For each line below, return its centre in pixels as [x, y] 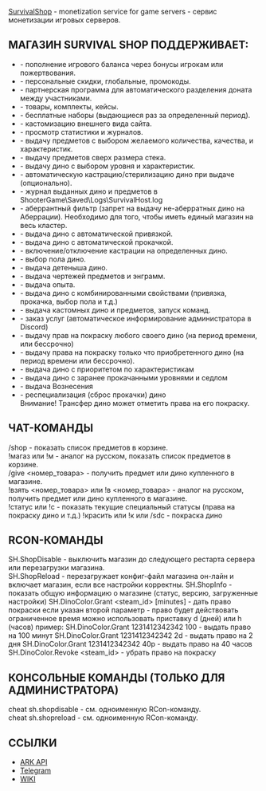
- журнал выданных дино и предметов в [88, 191]
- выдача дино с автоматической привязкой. [96, 234]
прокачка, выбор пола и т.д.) [68, 301]
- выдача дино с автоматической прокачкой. [96, 242]
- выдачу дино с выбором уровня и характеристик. [107, 166]
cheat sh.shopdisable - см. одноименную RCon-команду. [105, 710]
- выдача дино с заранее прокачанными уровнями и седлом [124, 377]
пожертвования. [47, 73]
